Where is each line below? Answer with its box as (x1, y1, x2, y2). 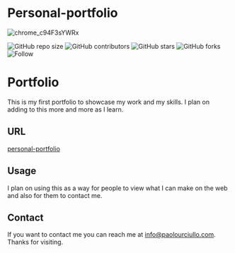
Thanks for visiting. (7, 238, 64, 247)
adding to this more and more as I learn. (7, 105, 124, 114)
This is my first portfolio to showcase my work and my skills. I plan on (7, 98, 210, 106)
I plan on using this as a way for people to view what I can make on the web (7, 184, 228, 192)
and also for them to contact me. (7, 191, 103, 199)
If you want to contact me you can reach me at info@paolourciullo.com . (7, 230, 216, 239)
